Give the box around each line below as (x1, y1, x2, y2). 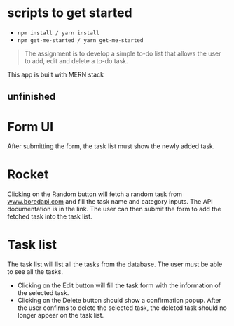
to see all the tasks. (7, 268, 63, 276)
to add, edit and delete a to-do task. (24, 56, 128, 65)
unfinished (7, 91, 56, 103)
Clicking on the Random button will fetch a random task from (7, 190, 183, 198)
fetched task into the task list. (7, 212, 92, 221)
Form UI (7, 119, 54, 135)
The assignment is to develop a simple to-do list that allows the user (24, 49, 221, 58)
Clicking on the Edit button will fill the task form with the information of (17, 281, 221, 289)
